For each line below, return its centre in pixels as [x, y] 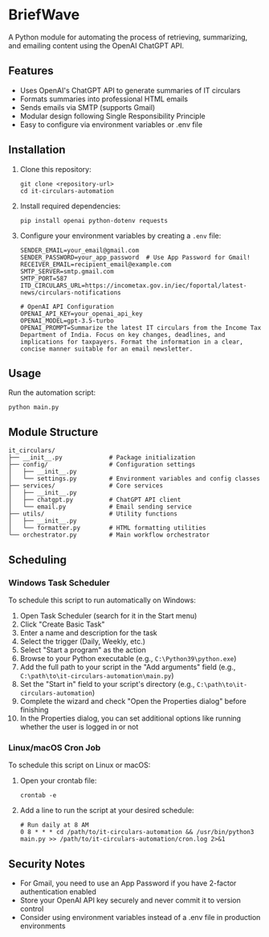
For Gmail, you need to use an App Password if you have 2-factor [128, 883]
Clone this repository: [55, 169]
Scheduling [37, 559]
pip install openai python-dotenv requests [94, 220]
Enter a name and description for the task [89, 632]
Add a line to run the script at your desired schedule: [107, 811]
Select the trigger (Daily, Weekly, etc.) [83, 641]
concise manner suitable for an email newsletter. [106, 349]
